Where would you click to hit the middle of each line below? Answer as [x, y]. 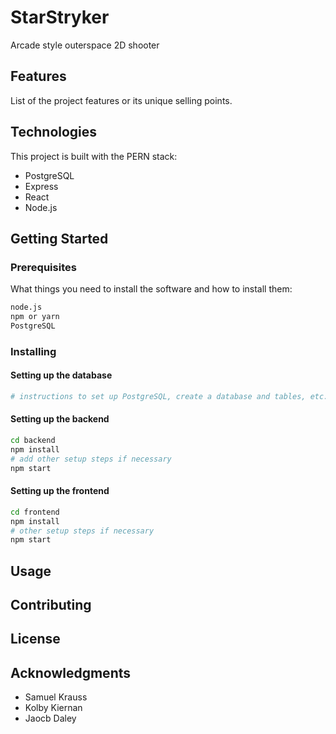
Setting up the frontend [60, 491]
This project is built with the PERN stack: [94, 156]
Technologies [54, 132]
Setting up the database [61, 375]
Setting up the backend [60, 419]
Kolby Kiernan [53, 708]
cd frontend [35, 512]
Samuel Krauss [56, 697]
